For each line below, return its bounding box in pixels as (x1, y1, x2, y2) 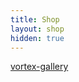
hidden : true (10, 33, 65, 43)
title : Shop (10, 14, 60, 25)
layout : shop (10, 24, 65, 34)
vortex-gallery (10, 61, 69, 73)
